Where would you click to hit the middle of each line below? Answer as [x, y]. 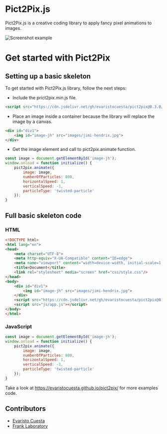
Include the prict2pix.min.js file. [44, 97]
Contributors [26, 409]
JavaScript [19, 326]
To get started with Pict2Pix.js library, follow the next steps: [66, 88]
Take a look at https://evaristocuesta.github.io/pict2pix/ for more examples [82, 388]
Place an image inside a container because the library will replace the [83, 116]
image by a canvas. [32, 121]
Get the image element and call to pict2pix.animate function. [74, 149]
